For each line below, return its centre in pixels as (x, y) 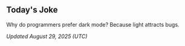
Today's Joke (32, 10)
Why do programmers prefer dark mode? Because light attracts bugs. (93, 24)
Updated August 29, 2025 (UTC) (47, 36)
